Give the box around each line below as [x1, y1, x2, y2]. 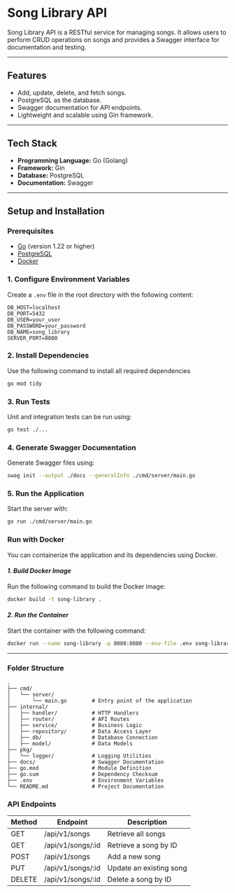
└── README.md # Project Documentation [7, 782, 164, 790]
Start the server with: [7, 505, 69, 513]
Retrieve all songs [107, 829, 166, 839]
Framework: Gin [17, 163, 65, 172]
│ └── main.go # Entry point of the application [7, 697, 192, 704]
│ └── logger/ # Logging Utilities [7, 752, 152, 759]
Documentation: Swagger [17, 178, 94, 187]
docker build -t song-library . [7, 596, 101, 603]
